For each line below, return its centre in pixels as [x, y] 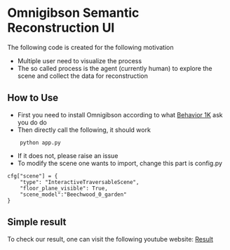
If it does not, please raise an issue [68, 155]
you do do [32, 122]
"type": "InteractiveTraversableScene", [80, 182]
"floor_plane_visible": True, [64, 188]
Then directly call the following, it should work [84, 130]
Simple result [37, 222]
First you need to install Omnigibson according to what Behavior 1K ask [120, 114]
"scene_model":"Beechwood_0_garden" [74, 195]
